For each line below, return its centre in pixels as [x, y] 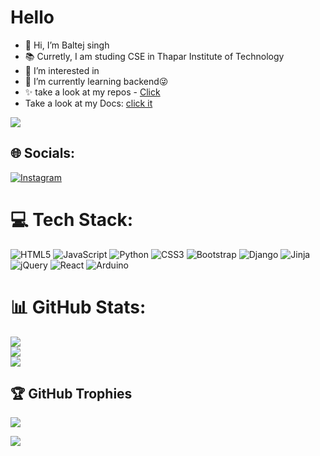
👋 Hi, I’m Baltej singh [67, 45]
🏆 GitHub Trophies [71, 394]
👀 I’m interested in [62, 70]
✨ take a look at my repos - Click [92, 92]
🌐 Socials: [43, 153]
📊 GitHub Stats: [78, 307]
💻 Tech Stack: [72, 219]
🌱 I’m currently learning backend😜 [96, 81]
